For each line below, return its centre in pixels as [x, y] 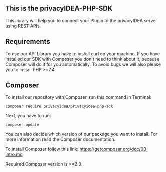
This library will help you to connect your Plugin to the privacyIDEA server [81, 20]
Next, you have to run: [28, 116]
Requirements [28, 41]
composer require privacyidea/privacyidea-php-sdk [59, 107]
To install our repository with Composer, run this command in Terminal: [78, 97]
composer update [22, 125]
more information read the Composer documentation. [60, 139]
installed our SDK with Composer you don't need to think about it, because [82, 59]
